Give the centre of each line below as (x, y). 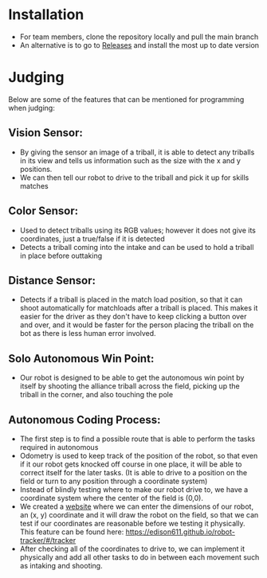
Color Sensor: (43, 211)
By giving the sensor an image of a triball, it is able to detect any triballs (137, 152)
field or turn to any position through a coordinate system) (114, 481)
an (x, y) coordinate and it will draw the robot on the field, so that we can (139, 514)
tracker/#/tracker (48, 540)
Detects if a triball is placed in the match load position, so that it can (131, 299)
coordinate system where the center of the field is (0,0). (112, 498)
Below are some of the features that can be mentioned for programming (126, 99)
